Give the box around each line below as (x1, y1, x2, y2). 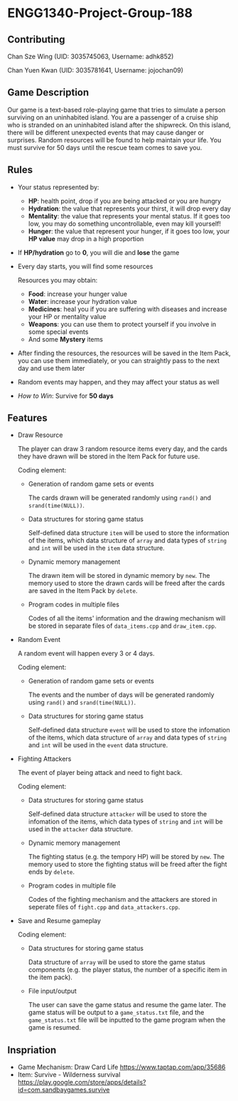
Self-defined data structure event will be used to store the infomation (28, 726, 231, 734)
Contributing (7, 33, 65, 46)
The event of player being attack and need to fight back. (17, 769, 183, 777)
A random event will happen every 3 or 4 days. (17, 649, 155, 658)
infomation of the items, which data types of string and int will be (28, 817, 224, 826)
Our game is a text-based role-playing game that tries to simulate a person (7, 105, 226, 114)
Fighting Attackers (17, 754, 72, 763)
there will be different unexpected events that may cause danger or (7, 128, 205, 137)
